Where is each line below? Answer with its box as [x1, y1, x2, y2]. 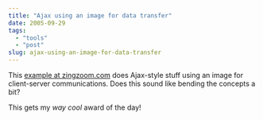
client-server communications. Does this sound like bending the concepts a [8, 79, 256, 88]
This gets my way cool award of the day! [8, 103, 141, 112]
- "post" [15, 41, 44, 49]
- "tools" [15, 33, 48, 42]
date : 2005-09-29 [8, 19, 66, 27]
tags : [8, 26, 26, 34]
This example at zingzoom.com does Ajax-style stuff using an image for [8, 71, 244, 79]
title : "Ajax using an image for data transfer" [8, 11, 172, 20]
